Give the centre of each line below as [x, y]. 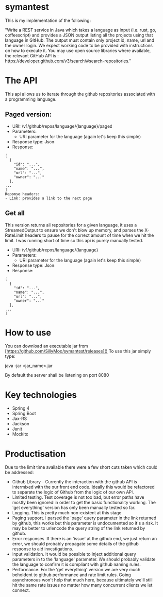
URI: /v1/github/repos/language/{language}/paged [62, 126]
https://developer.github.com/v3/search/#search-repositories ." [68, 61]
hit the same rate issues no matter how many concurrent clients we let [82, 585]
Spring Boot [24, 413]
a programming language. [31, 99]
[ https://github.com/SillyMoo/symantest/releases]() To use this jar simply [78, 351]
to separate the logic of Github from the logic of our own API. [73, 492]
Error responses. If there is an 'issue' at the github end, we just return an [84, 539]
